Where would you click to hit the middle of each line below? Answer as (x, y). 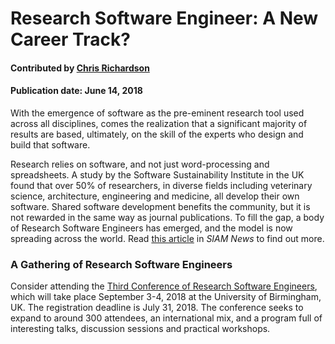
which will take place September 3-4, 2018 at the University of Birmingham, (166, 297)
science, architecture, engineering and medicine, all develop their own (155, 196)
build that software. (50, 144)
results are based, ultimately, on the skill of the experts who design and (157, 134)
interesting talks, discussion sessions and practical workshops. (140, 329)
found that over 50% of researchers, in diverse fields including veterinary (161, 185)
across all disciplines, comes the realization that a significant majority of (159, 123)
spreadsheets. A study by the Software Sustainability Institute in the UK (157, 174)
